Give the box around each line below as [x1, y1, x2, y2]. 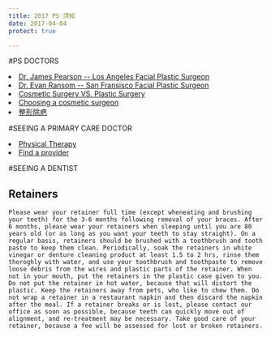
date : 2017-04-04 [8, 19, 67, 28]
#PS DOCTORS [8, 56, 59, 66]
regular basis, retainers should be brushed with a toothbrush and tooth [8, 237, 264, 245]
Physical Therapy [19, 139, 77, 149]
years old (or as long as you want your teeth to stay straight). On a [8, 230, 256, 238]
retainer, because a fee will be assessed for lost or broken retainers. [8, 322, 264, 331]
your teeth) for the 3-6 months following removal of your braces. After [8, 215, 264, 224]
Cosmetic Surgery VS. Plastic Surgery [19, 89, 146, 99]
